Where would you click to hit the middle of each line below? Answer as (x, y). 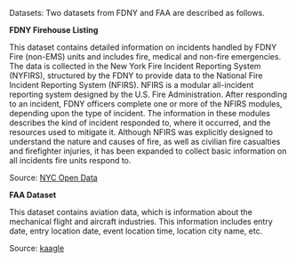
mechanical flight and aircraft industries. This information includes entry (141, 222)
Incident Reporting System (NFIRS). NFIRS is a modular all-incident (132, 85)
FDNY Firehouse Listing (54, 30)
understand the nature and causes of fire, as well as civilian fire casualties (145, 142)
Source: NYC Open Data (53, 178)
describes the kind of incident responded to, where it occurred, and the (140, 123)
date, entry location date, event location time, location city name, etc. (136, 231)
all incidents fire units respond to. (70, 160)
